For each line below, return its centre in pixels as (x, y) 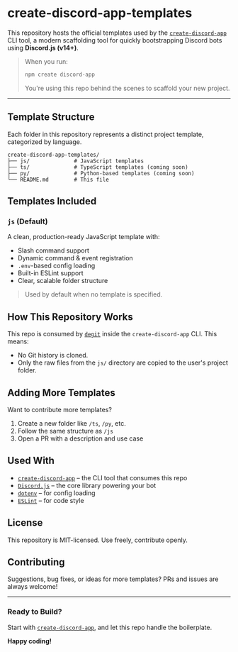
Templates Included (52, 201)
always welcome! (33, 587)
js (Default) (28, 221)
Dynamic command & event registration (75, 258)
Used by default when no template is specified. (93, 294)
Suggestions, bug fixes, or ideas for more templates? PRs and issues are (113, 579)
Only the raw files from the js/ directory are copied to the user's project (123, 363)
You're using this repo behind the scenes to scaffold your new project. (127, 88)
